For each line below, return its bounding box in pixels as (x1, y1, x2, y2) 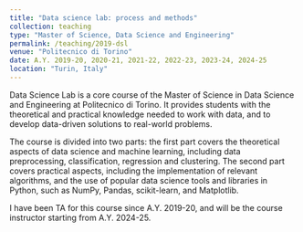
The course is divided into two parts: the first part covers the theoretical (9, 136, 280, 147)
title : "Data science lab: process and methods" (9, 13, 198, 23)
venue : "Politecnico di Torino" (9, 47, 132, 57)
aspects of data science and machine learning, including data (9, 145, 241, 156)
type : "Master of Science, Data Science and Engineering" (9, 30, 235, 39)
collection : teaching (9, 22, 92, 31)
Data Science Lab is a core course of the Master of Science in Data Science (9, 89, 295, 100)
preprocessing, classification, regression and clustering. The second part (9, 155, 286, 166)
